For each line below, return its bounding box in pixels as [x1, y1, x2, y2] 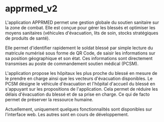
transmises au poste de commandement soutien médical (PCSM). [5, 61, 139, 66]
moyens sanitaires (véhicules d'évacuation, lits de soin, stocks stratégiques [5, 30, 159, 36]
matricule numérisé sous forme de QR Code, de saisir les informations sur [5, 50, 156, 56]
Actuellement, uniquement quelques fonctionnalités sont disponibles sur [5, 106, 152, 112]
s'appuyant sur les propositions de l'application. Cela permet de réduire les [5, 86, 158, 92]
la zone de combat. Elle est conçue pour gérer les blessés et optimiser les [5, 24, 156, 30]
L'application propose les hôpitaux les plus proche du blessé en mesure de [5, 70, 158, 76]
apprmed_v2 [5, 3, 58, 14]
